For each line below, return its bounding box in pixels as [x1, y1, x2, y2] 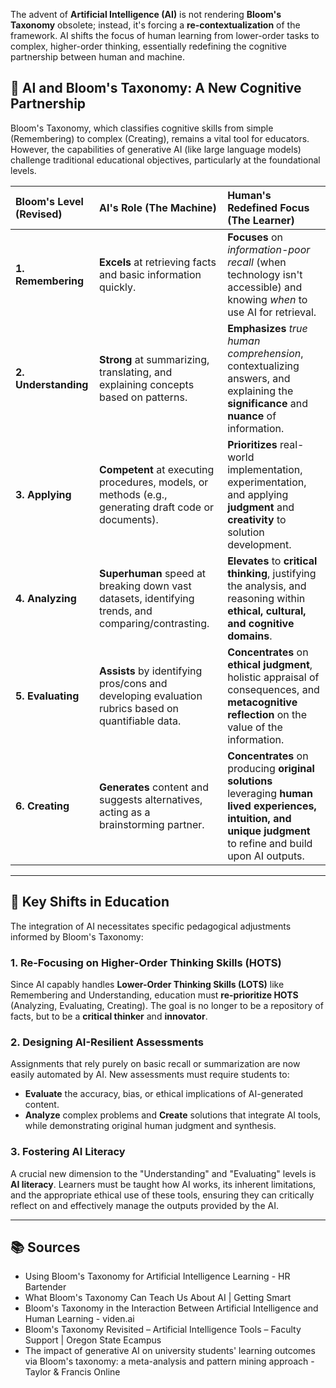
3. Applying [15, 487, 72, 501]
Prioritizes [227, 437, 278, 451]
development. [227, 537, 292, 551]
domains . [227, 629, 273, 643]
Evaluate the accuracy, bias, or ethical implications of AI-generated [24, 1088, 304, 1100]
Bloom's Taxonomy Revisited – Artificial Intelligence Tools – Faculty [24, 1324, 302, 1336]
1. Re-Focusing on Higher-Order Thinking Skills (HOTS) [10, 955, 282, 969]
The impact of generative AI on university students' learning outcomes [24, 1345, 316, 1357]
